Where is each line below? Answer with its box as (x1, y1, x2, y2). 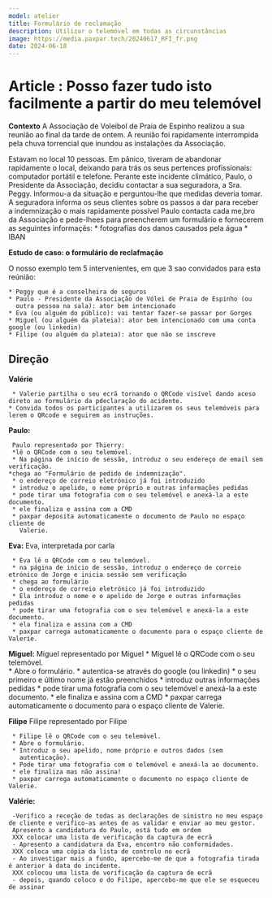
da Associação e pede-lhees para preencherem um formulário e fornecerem (8, 215, 264, 224)
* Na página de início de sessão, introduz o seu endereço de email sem (11, 455, 264, 463)
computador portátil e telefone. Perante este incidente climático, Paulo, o (8, 171, 253, 181)
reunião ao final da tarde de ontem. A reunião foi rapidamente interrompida (8, 130, 259, 140)
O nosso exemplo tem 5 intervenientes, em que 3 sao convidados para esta (8, 263, 261, 273)
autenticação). (19, 753, 71, 761)
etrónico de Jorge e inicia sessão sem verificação (8, 570, 187, 579)
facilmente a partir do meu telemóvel (8, 94, 261, 113)
